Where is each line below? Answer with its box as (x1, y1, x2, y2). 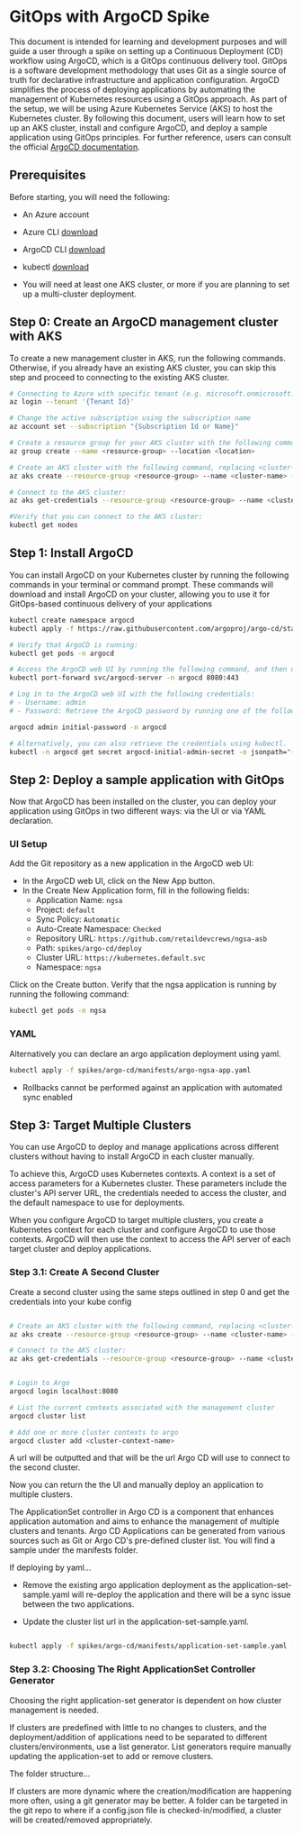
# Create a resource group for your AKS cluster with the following (9, 439, 271, 448)
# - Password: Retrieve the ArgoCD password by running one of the (9, 706, 268, 716)
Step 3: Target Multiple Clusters (9, 1118, 191, 1133)
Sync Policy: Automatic (35, 914, 120, 925)
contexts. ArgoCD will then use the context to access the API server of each (9, 1234, 291, 1245)
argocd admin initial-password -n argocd (9, 723, 167, 732)
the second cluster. (9, 1462, 81, 1473)
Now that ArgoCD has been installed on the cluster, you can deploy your (9, 796, 277, 808)
